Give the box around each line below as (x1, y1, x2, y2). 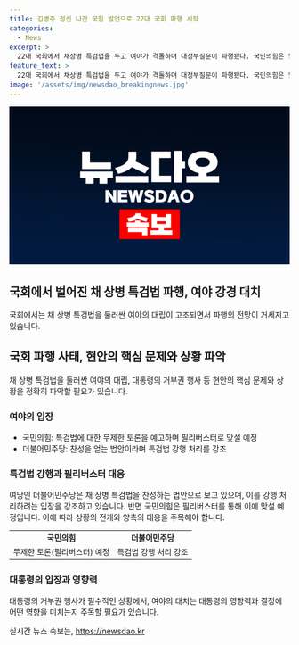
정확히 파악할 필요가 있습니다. (25, 385, 128, 396)
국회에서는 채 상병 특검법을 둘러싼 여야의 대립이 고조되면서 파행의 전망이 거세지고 (9, 310, 290, 320)
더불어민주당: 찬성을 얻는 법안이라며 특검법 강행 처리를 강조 (21, 443, 227, 454)
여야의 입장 (9, 410, 54, 423)
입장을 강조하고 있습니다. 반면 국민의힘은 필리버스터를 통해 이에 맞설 (39, 500, 276, 512)
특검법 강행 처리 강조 (117, 547, 189, 558)
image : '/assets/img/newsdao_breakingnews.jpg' (9, 80, 190, 89)
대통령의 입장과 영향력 (9, 574, 98, 586)
